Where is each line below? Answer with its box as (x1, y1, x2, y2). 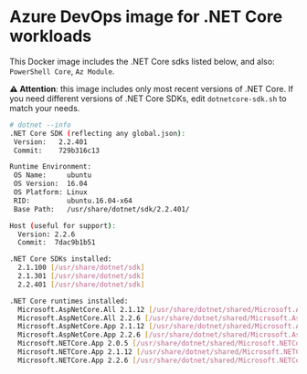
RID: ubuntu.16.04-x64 (13, 196, 132, 205)
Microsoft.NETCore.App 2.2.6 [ (17, 356, 137, 365)
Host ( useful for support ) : (9, 221, 117, 230)
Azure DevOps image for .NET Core (9, 6, 283, 27)
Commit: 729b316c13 (13, 146, 101, 155)
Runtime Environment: (9, 162, 92, 171)
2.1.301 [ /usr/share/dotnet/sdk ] (17, 272, 145, 281)
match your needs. (9, 102, 80, 113)
